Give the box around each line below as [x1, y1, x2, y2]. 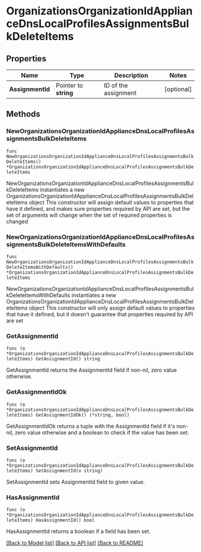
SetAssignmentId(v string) [35, 468, 103, 474]
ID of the [103, 81, 129, 89]
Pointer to [56, 81, 84, 89]
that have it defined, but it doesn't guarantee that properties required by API [6, 310, 193, 318]
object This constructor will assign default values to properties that [29, 199, 194, 206]
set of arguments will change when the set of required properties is [6, 211, 172, 219]
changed [6, 217, 28, 225]
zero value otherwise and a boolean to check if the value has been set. [14, 429, 190, 436]
